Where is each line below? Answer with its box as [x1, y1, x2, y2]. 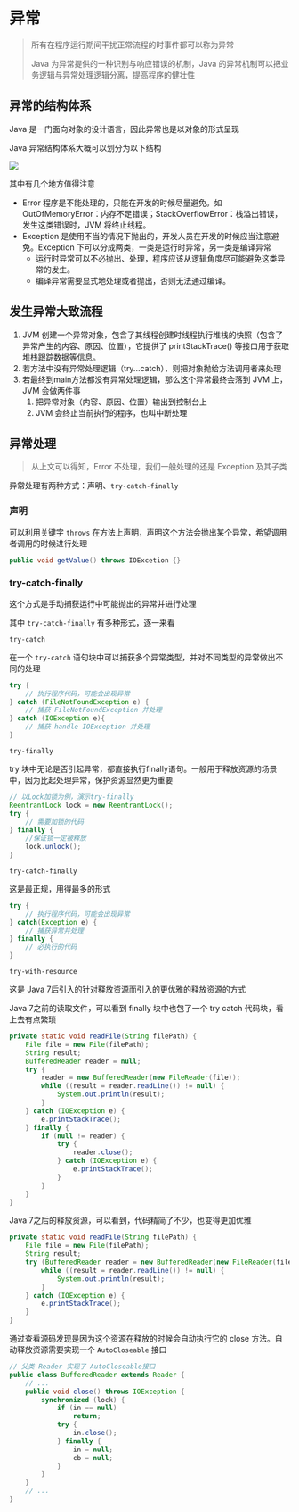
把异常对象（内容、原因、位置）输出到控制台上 [35, 396, 207, 407]
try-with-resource [9, 968, 77, 976]
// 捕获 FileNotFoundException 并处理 [25, 706, 163, 715]
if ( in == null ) [56, 1403, 117, 1413]
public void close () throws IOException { [25, 1387, 185, 1396]
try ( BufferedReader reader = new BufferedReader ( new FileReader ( [25, 1258, 277, 1267]
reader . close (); [72, 1148, 133, 1157]
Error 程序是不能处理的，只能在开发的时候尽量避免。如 [21, 197, 222, 208]
